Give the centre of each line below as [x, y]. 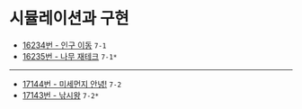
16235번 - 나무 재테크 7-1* [70, 56]
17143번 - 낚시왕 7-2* [61, 95]
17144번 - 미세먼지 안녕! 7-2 [72, 84]
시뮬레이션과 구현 [69, 18]
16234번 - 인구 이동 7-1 [64, 45]
